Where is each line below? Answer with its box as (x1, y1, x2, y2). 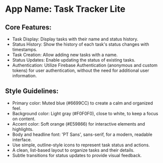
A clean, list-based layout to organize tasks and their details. (12, 147, 135, 153)
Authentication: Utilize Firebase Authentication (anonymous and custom (12, 63, 158, 68)
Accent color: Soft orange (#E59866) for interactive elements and (12, 121, 145, 127)
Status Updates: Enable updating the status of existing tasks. (12, 57, 136, 63)
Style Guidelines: (5, 87, 59, 96)
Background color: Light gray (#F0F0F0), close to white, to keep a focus (12, 110, 159, 116)
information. (12, 73, 37, 78)
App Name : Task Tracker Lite (5, 3, 126, 15)
